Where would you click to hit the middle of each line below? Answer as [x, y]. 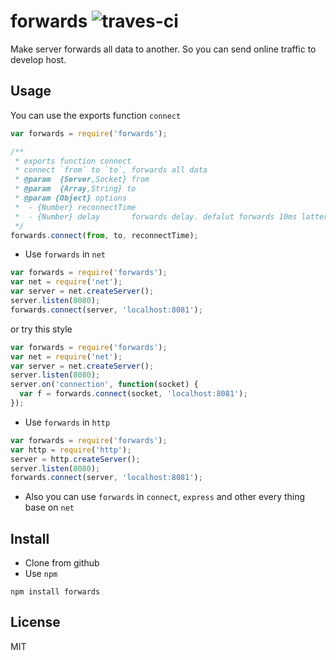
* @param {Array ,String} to [75, 189]
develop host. [38, 59]
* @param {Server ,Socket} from [82, 180]
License [35, 622]
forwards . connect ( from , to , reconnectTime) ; [104, 235]
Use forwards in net [65, 254]
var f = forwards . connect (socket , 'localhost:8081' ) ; [133, 394]
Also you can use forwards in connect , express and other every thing [165, 497]
